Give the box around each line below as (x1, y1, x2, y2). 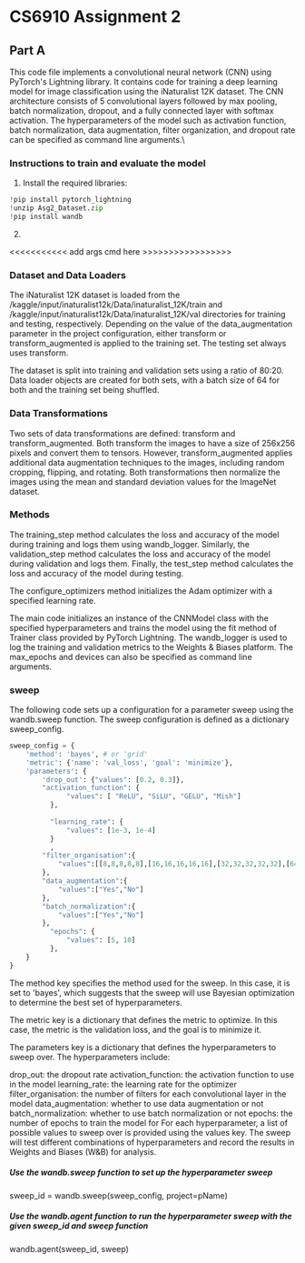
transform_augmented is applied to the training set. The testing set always (9, 338, 287, 349)
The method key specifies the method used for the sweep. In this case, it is (9, 977, 290, 988)
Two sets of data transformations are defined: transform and (9, 427, 236, 438)
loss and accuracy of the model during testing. (9, 567, 184, 578)
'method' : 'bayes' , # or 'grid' (25, 749, 148, 758)
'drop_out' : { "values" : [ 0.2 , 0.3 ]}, (42, 775, 184, 784)
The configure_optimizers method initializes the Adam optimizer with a (9, 585, 273, 596)
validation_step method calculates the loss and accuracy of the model (9, 548, 271, 559)
